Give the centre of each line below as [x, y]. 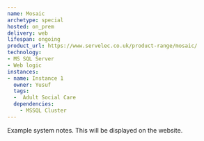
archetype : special [36, 20]
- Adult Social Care [45, 98]
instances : [23, 72]
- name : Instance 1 [36, 78]
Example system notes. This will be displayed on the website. [95, 130]
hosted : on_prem [31, 26]
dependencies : [34, 104]
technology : [24, 53]
